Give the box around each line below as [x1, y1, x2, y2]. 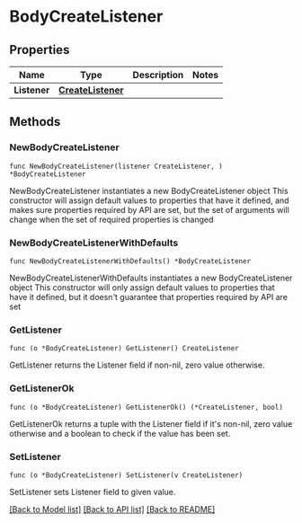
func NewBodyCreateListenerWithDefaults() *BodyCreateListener [9, 256, 252, 266]
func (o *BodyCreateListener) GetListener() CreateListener [9, 344, 240, 353]
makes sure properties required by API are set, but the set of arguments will [9, 204, 289, 215]
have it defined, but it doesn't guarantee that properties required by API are [9, 291, 288, 302]
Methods [9, 114, 61, 129]
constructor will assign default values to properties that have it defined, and [9, 195, 289, 206]
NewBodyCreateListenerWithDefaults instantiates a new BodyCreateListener [9, 272, 293, 283]
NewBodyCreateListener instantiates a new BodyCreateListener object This [9, 185, 289, 196]
